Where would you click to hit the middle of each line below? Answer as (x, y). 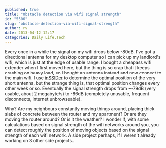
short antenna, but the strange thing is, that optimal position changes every (82, 83)
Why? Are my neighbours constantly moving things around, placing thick (80, 109)
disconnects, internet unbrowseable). (44, 99)
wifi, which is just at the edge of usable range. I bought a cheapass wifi (78, 62)
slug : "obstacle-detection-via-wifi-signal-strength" (62, 24)
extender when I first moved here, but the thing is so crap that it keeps (77, 67)
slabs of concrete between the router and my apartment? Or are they (76, 114)
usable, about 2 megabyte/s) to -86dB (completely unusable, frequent (77, 94)
